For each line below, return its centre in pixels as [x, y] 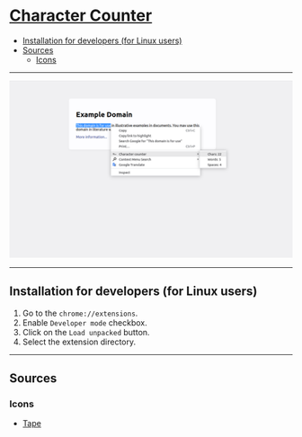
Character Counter [81, 16]
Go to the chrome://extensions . [80, 313]
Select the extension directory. [79, 342]
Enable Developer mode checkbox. [85, 322]
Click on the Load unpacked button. [86, 332]
